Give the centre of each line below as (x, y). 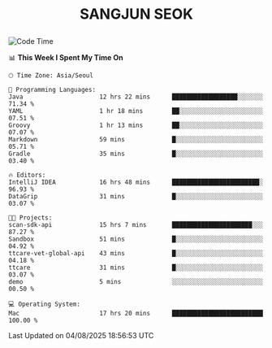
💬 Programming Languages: (52, 90)
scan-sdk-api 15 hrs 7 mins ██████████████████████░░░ (136, 225)
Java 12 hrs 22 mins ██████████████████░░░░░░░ (136, 97)
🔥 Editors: (27, 176)
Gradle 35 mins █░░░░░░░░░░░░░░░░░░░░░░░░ (136, 154)
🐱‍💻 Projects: (30, 218)
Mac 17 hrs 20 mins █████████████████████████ (136, 314)
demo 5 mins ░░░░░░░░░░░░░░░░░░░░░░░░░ (136, 282)
